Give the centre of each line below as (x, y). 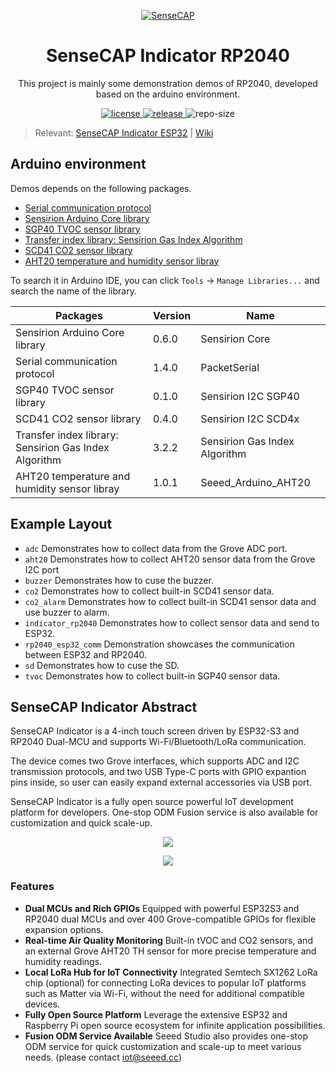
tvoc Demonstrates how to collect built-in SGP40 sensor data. (152, 676)
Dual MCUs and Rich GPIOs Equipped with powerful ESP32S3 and (162, 908)
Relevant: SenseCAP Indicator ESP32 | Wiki (124, 132)
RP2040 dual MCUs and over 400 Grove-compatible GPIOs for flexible (170, 919)
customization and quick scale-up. (81, 823)
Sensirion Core (235, 338)
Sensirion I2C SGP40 (250, 396)
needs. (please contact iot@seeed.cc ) (103, 1057)
